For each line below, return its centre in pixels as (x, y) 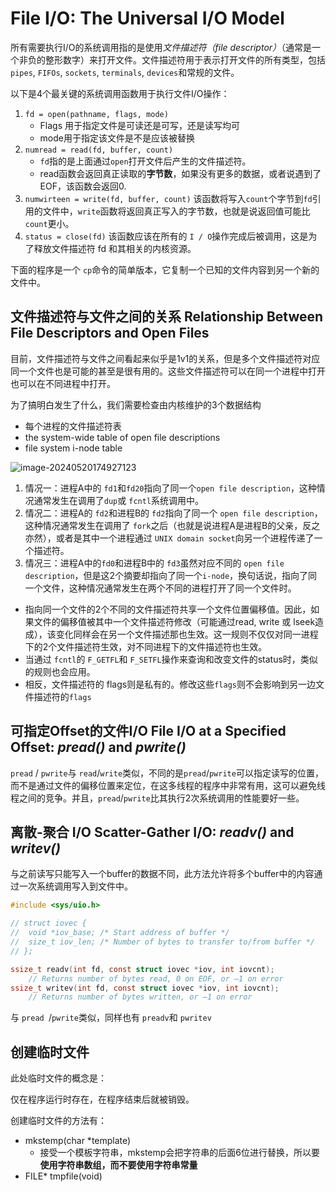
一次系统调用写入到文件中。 (75, 886)
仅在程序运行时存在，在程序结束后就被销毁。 (102, 1099)
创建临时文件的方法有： (58, 1121)
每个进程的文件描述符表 (73, 426)
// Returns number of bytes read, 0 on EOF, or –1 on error (156, 978)
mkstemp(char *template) (78, 1141)
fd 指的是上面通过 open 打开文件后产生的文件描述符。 (145, 161)
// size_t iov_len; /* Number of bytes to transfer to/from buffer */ (162, 942)
